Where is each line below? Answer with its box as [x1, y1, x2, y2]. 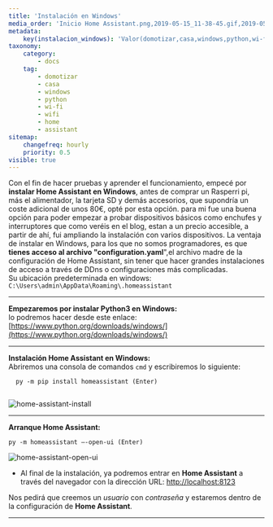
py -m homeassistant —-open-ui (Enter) [8, 438, 144, 446]
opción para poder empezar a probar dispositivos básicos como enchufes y [8, 213, 262, 222]
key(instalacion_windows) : [23, 34, 115, 43]
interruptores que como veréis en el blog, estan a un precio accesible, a [8, 222, 249, 231]
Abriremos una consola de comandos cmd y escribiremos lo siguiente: [8, 362, 241, 371]
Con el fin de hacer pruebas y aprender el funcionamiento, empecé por [8, 178, 247, 188]
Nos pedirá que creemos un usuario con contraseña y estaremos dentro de [8, 493, 262, 503]
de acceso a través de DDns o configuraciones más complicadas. [8, 265, 228, 274]
